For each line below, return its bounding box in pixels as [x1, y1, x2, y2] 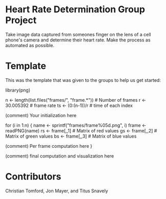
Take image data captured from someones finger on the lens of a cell [5, 31, 151, 37]
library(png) [5, 87, 31, 93]
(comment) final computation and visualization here [5, 152, 114, 159]
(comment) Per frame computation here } [5, 143, 92, 149]
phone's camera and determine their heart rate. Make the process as [5, 37, 151, 43]
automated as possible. [5, 42, 55, 48]
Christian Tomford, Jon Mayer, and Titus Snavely [5, 188, 109, 194]
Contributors [5, 171, 61, 183]
